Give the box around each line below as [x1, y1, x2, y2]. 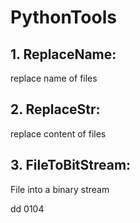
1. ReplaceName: [10, 46, 117, 63]
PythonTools [10, 6, 117, 29]
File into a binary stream [10, 183, 110, 195]
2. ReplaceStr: [10, 101, 101, 118]
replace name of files [10, 72, 98, 84]
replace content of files [10, 127, 107, 140]
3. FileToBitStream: [10, 157, 132, 174]
